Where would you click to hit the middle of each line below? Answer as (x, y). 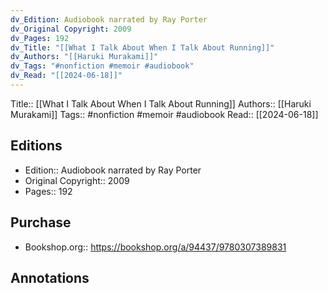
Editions (36, 146)
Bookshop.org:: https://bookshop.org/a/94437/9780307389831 (155, 247)
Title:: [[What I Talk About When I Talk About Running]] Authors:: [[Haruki (161, 103)
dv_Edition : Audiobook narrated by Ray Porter (109, 19)
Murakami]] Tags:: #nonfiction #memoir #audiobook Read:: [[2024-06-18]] (164, 114)
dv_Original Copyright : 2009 (71, 29)
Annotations (50, 277)
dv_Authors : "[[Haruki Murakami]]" (84, 57)
